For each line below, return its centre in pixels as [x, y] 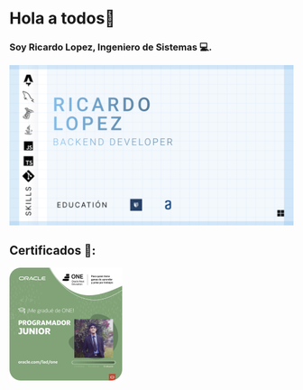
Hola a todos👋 [62, 19]
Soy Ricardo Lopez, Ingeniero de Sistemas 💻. [111, 47]
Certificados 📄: [53, 251]
